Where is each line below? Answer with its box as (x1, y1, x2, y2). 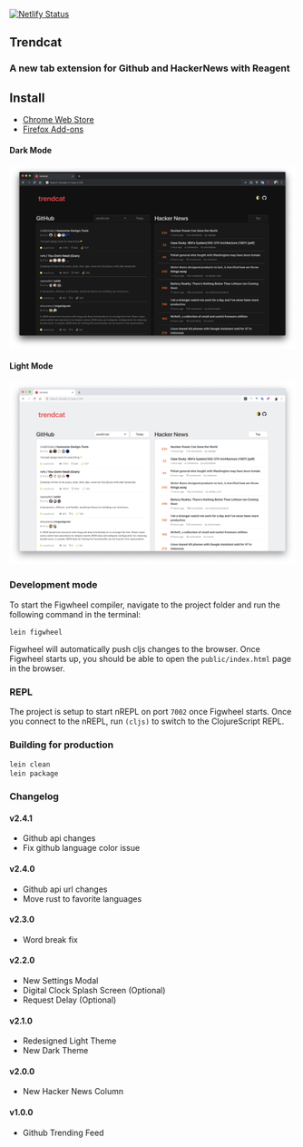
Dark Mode (9, 144, 53, 155)
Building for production (9, 738, 114, 751)
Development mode (9, 578, 98, 591)
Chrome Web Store (22, 114, 94, 125)
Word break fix (22, 934, 79, 944)
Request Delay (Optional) (22, 994, 117, 1005)
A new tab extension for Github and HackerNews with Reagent (9, 62, 290, 74)
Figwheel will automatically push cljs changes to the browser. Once (9, 643, 260, 654)
